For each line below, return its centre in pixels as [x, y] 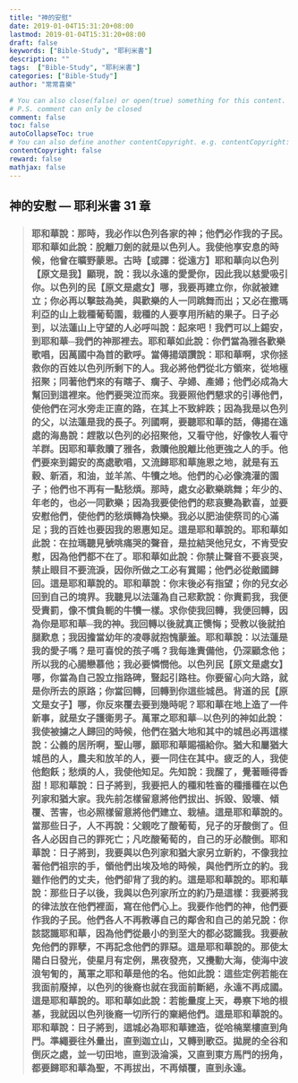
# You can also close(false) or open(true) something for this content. [148, 100]
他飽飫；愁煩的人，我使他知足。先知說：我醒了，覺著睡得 [155, 772]
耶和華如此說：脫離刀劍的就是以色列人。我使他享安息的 [150, 247]
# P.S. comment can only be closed [76, 109]
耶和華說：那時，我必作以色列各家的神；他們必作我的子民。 [159, 233]
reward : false [36, 159]
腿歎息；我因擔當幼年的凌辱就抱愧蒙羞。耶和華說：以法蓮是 [159, 637]
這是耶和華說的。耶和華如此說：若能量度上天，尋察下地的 [155, 1000]
